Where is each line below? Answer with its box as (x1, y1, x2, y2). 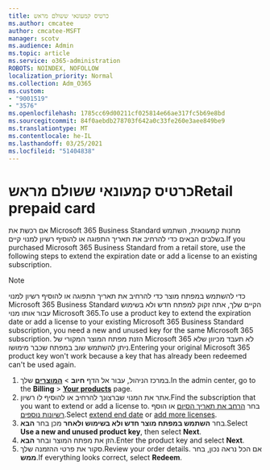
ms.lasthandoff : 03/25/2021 (8, 139, 103, 148)
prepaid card (8, 199, 96, 217)
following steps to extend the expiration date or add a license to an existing (8, 251, 258, 261)
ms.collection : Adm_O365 (8, 79, 92, 87)
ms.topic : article (8, 49, 70, 57)
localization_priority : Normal (8, 72, 114, 80)
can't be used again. (8, 360, 77, 370)
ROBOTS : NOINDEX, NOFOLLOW (8, 65, 99, 73)
